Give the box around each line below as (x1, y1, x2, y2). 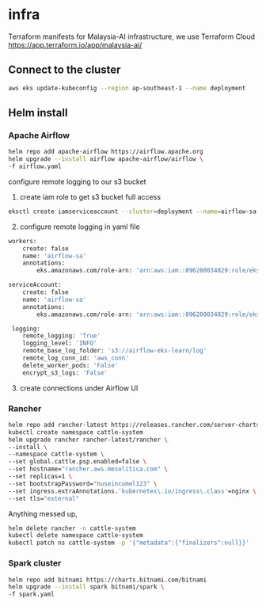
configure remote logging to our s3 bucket (8, 177, 146, 186)
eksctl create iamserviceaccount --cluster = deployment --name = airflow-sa (8, 208, 257, 215)
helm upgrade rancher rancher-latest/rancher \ (8, 436, 169, 444)
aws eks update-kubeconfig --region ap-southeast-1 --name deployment (8, 84, 246, 92)
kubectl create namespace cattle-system (8, 428, 144, 436)
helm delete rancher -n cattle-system (8, 524, 136, 532)
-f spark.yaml (8, 590, 55, 599)
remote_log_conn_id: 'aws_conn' (22, 354, 129, 362)
